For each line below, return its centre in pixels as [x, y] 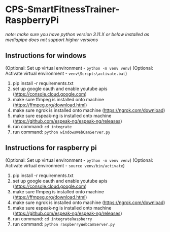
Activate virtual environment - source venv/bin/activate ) [65, 165]
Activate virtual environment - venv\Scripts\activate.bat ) [66, 73]
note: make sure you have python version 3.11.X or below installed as [77, 34]
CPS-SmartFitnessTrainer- [62, 9]
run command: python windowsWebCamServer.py [61, 132]
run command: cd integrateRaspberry [52, 219]
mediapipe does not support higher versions [52, 40]
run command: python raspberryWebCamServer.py [64, 224]
